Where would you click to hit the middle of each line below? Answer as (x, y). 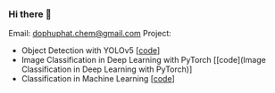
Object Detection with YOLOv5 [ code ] (91, 50)
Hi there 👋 (30, 14)
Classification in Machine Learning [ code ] (98, 79)
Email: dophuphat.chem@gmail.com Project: (90, 34)
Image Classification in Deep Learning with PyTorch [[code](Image (144, 60)
